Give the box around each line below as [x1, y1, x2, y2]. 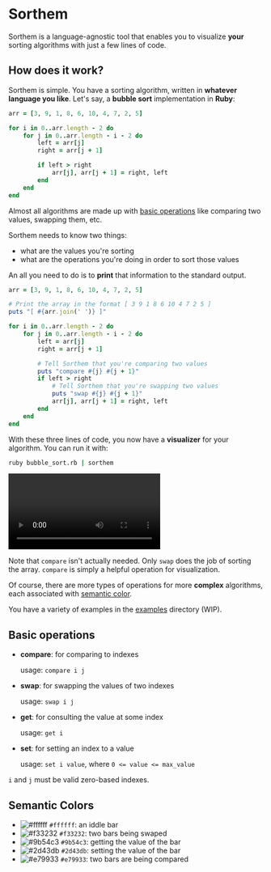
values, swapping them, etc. [8, 214, 103, 224]
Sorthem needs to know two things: [8, 230, 127, 239]
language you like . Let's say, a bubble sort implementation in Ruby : [8, 94, 235, 104]
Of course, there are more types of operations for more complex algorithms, [8, 580, 263, 591]
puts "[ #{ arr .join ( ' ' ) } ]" [8, 308, 107, 316]
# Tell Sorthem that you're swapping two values [51, 382, 219, 391]
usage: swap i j [19, 696, 74, 706]
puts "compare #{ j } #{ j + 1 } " [37, 367, 139, 375]
